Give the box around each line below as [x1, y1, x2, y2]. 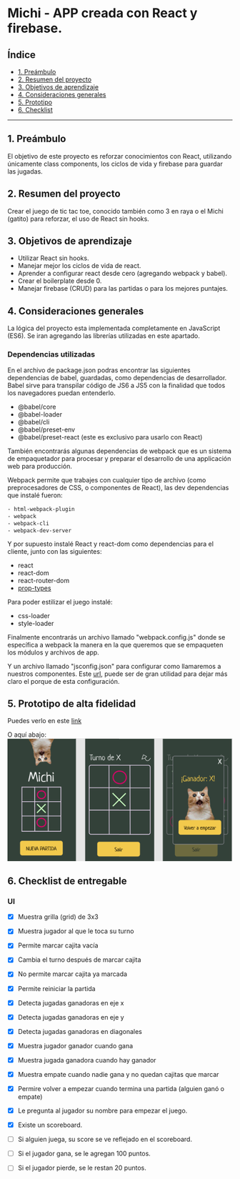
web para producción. [7, 462, 73, 470]
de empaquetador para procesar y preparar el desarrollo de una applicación [7, 454, 231, 462]
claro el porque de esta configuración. [7, 677, 120, 685]
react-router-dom [17, 576, 70, 584]
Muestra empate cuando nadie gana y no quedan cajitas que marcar [17, 1070, 219, 1078]
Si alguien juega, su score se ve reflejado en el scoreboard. [17, 1135, 193, 1144]
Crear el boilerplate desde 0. [17, 277, 102, 285]
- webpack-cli [7, 519, 50, 527]
